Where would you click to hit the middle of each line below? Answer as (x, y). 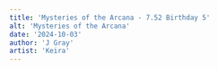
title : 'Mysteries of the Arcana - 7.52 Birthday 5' (110, 17)
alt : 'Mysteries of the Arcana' (70, 26)
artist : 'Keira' (39, 51)
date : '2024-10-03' (46, 34)
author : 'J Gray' (42, 43)
